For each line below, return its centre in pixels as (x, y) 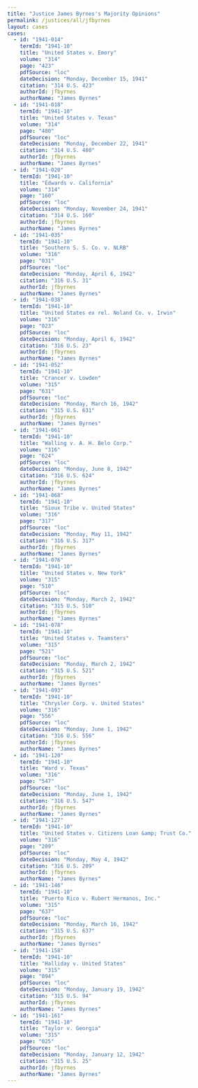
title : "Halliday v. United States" (73, 963)
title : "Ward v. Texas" (54, 768)
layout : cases (28, 27)
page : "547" (37, 782)
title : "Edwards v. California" (67, 183)
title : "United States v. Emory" (68, 53)
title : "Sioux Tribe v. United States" (78, 508)
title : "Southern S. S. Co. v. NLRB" (75, 248)
